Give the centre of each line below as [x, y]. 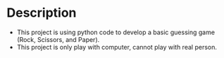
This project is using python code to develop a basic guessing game [116, 32]
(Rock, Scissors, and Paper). [58, 39]
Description [42, 13]
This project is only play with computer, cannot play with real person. [117, 47]
